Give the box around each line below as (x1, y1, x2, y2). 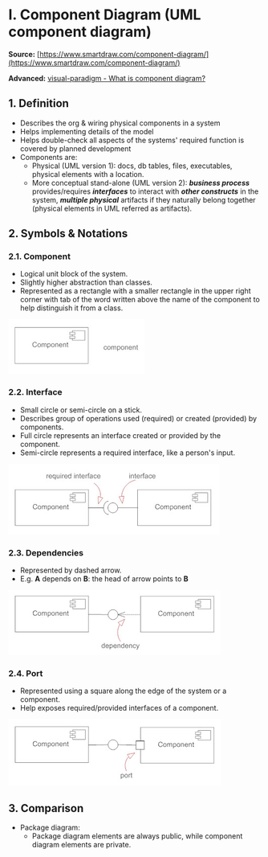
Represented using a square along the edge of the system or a (19, 686, 227, 696)
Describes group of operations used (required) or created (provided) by (19, 413, 258, 423)
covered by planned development (19, 143, 132, 154)
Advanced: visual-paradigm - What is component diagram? (8, 73, 206, 83)
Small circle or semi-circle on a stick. (19, 404, 143, 415)
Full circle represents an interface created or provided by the (19, 430, 221, 440)
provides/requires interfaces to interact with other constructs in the (31, 187, 259, 196)
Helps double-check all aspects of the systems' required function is (19, 135, 245, 145)
